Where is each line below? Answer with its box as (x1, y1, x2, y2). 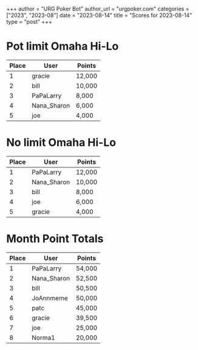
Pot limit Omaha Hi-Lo (6, 40, 119, 54)
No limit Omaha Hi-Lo (6, 136, 117, 150)
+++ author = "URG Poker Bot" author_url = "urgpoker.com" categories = (6, 5, 189, 12)
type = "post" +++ (6, 18, 53, 25)
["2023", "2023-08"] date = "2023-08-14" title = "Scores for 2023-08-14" (6, 12, 193, 19)
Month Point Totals (6, 232, 104, 246)
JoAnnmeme (31, 293, 68, 302)
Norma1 (31, 333, 56, 341)
